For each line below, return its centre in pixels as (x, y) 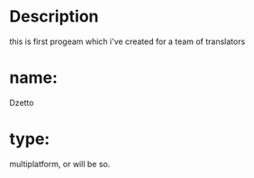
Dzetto (22, 102)
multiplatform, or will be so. (60, 164)
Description (54, 17)
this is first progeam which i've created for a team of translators (127, 41)
